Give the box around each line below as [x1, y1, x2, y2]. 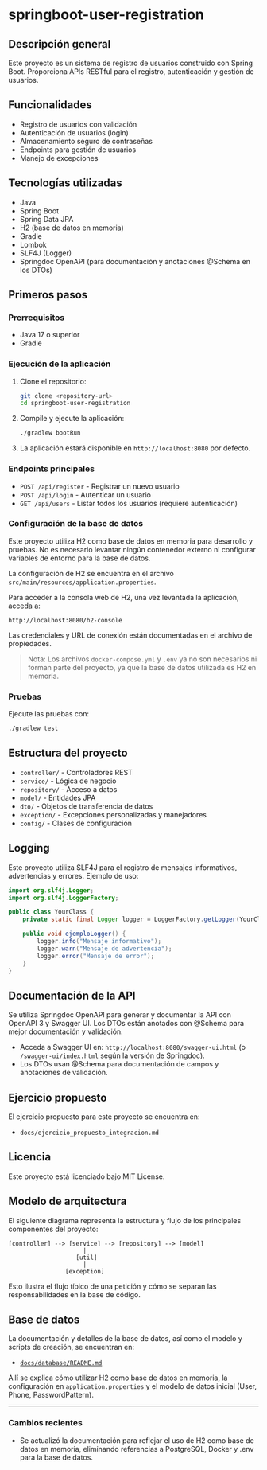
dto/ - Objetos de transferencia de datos [19, 801, 153, 811]
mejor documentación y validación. [8, 1027, 123, 1036]
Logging [8, 841, 50, 855]
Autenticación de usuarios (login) [19, 127, 129, 137]
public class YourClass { [8, 908, 94, 916]
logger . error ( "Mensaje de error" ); [37, 952, 155, 960]
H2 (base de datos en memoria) [19, 223, 125, 232]
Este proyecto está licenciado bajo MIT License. [8, 1172, 165, 1181]
